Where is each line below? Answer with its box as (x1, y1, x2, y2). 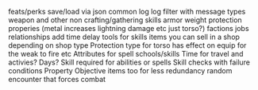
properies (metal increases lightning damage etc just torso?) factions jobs (8, 24, 249, 33)
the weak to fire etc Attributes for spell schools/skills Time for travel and (8, 49, 244, 58)
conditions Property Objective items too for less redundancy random (8, 66, 233, 75)
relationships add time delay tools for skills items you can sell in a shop (8, 32, 241, 41)
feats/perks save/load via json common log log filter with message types (8, 7, 246, 16)
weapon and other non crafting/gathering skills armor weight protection (8, 15, 242, 25)
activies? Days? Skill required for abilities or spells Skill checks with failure (8, 57, 250, 67)
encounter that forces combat (8, 75, 106, 84)
